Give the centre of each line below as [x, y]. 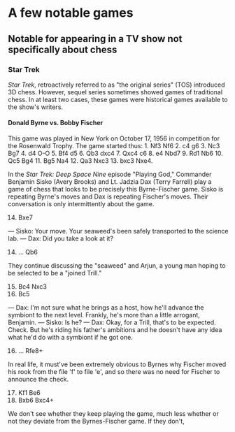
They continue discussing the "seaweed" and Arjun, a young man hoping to [117, 266]
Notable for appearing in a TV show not [95, 39]
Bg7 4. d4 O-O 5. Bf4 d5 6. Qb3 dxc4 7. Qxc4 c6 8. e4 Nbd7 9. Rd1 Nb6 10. [115, 153]
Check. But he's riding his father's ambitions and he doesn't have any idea [115, 330]
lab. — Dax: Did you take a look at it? [61, 238]
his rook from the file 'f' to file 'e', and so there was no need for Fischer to [114, 372]
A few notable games [71, 13]
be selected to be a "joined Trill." [55, 273]
